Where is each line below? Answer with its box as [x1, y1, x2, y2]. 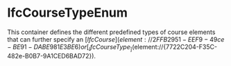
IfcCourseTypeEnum [7, 5, 128, 21]
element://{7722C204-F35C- [134, 42, 217, 51]
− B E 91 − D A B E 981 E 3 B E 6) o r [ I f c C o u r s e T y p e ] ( [7, 42, 135, 53]
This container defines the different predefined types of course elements [7, 28, 216, 36]
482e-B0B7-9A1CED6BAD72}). [7, 51, 96, 60]
